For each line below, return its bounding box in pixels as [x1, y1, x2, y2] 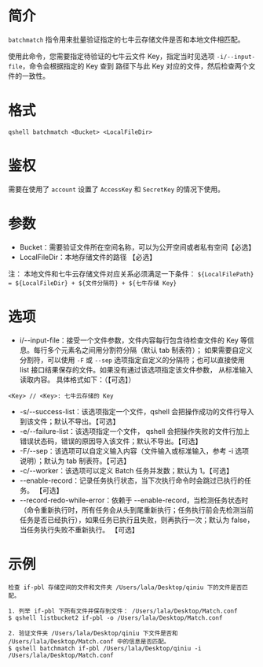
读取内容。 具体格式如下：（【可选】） [19, 375, 136, 384]
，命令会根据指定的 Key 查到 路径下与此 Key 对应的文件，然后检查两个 [22, 61, 249, 71]
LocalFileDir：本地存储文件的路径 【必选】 [19, 252, 157, 261]
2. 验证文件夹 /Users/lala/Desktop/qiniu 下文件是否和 [8, 629, 178, 637]
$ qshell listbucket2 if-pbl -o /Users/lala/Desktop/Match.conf [8, 613, 223, 622]
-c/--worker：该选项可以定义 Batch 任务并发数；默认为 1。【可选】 [19, 465, 234, 475]
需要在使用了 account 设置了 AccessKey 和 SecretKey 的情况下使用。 [8, 184, 225, 194]
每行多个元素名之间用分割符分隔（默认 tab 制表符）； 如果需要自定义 [33, 345, 253, 354]
